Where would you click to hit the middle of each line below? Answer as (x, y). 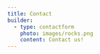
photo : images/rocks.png (57, 33)
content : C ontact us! (52, 40)
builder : (20, 20)
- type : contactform (44, 27)
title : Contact (30, 14)
